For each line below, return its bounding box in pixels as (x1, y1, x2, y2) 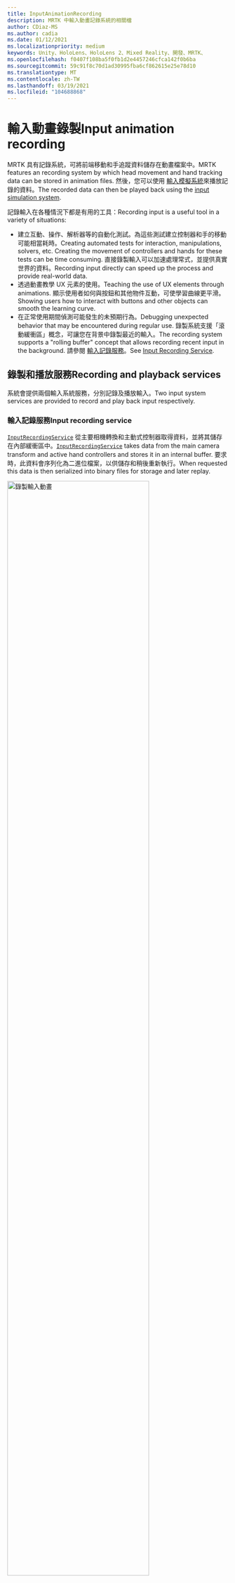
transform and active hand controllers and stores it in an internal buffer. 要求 (7, 450, 227, 459)
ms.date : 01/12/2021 (7, 36, 68, 44)
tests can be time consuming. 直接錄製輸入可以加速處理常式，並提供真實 (17, 255, 228, 264)
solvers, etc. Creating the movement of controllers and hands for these (17, 247, 223, 255)
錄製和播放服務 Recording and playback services (7, 369, 221, 381)
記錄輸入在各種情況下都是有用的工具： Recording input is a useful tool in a (7, 208, 220, 216)
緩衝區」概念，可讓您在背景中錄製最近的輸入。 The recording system (23, 330, 223, 339)
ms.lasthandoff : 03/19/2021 (7, 82, 90, 89)
